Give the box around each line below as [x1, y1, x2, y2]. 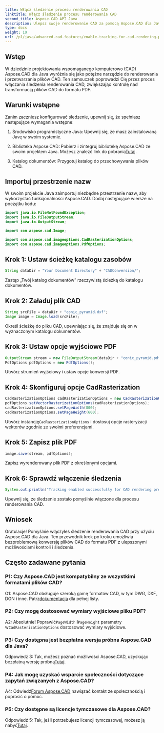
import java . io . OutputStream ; [5, 219, 67, 225]
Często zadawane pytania [5, 558, 86, 567]
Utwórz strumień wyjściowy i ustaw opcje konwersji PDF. [5, 369, 120, 375]
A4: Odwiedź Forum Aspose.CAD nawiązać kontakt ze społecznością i [5, 688, 145, 694]
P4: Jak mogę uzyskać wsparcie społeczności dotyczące [5, 671, 144, 678]
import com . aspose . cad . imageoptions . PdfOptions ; [5, 241, 106, 247]
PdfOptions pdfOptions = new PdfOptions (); [5, 360, 95, 365]
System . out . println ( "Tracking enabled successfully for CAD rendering [5, 487, 152, 492]
